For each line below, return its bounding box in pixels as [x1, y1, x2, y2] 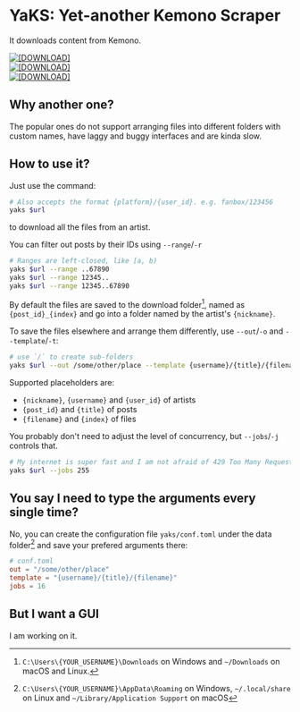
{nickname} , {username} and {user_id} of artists [21, 394, 196, 405]
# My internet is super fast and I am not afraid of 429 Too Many [9, 458, 262, 467]
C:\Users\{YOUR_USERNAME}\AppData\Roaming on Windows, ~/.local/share [21, 682, 291, 693]
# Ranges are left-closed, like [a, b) [9, 257, 158, 266]
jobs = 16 [9, 582, 46, 591]
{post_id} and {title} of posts [21, 404, 137, 415]
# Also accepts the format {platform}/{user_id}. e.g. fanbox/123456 [9, 198, 274, 207]
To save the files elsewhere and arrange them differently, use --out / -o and [9, 326, 284, 336]
